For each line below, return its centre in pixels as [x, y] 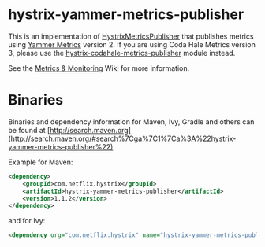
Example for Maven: [41, 162]
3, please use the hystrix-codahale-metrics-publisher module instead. [122, 53]
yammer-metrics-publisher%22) [61, 146]
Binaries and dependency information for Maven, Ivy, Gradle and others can [131, 122]
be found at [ [29, 130]
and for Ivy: [27, 221]
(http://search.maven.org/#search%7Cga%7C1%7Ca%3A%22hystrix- [122, 138]
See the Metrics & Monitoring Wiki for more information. [99, 68]
